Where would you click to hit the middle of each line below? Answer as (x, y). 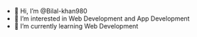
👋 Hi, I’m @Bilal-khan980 (50, 11)
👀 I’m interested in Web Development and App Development (102, 18)
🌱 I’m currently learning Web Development (76, 26)
